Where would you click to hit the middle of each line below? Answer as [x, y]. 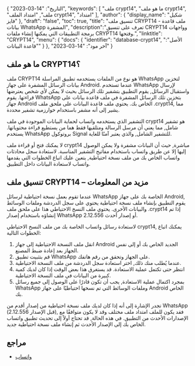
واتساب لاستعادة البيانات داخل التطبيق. [49, 163]
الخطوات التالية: [24, 233]
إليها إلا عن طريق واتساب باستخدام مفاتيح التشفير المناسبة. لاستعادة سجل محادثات [96, 151]
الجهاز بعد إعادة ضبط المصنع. [47, 250]
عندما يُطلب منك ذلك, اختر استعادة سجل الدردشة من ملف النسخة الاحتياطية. [98, 263]
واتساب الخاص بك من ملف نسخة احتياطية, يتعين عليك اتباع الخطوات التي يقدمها [93, 157]
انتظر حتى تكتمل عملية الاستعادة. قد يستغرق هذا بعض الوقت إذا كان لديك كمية [100, 269]
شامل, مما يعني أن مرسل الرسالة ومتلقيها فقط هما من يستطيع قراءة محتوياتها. [93, 127]
